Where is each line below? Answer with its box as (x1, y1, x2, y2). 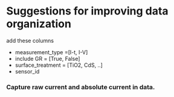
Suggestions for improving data (6, 4, 169, 18)
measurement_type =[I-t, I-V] (14, 48, 88, 55)
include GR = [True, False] (14, 55, 80, 62)
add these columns (6, 37, 54, 44)
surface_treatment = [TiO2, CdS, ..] (14, 61, 103, 69)
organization (6, 17, 71, 31)
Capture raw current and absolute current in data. (6, 83, 155, 91)
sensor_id (14, 67, 40, 75)
